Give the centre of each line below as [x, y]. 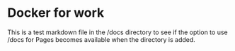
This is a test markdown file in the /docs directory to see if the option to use [117, 32]
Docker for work [56, 13]
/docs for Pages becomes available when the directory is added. [102, 39]
